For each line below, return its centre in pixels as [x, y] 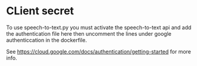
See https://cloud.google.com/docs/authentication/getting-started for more [99, 51]
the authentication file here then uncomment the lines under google [89, 33]
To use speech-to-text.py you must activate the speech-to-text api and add [99, 27]
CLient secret [40, 11]
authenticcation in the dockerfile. [47, 40]
